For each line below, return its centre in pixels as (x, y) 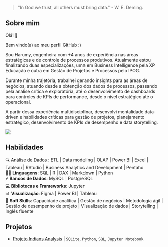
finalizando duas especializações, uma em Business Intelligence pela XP (80, 65)
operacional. (18, 102)
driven (12, 117)
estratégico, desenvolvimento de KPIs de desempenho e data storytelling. (82, 122)
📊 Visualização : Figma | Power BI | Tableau (51, 193)
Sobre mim (23, 23)
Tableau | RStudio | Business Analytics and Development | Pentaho (74, 167)
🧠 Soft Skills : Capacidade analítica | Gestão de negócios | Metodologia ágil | (84, 200)
